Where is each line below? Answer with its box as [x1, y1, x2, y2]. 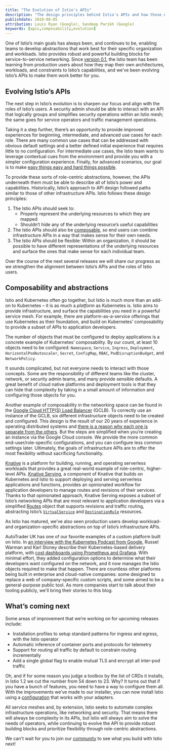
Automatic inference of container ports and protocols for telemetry [12, 641, 152, 647]
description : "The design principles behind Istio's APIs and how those [5, 12, 162, 17]
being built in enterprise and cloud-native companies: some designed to [5, 571, 156, 577]
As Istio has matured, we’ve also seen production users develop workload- [5, 518, 161, 524]
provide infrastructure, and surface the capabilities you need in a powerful [5, 307, 160, 314]
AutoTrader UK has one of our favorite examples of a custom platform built [5, 533, 161, 539]
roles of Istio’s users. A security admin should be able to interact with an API [5, 106, 164, 112]
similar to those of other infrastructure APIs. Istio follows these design [5, 190, 151, 196]
